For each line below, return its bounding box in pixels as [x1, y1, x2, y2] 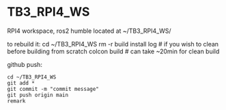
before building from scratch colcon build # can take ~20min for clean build [7, 47, 220, 55]
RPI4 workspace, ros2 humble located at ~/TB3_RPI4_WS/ [7, 27, 171, 35]
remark [7, 97, 26, 105]
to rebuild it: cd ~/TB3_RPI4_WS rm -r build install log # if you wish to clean [7, 40, 219, 48]
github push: [7, 60, 43, 68]
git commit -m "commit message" [7, 85, 99, 92]
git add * [7, 79, 36, 86]
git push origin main [7, 92, 69, 98]
